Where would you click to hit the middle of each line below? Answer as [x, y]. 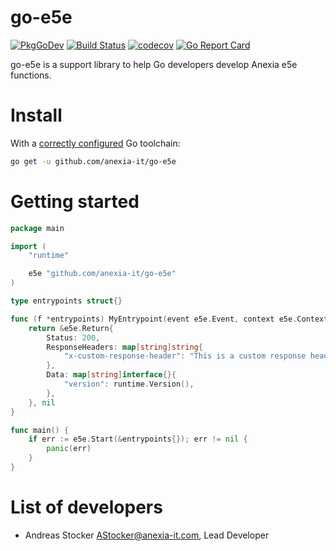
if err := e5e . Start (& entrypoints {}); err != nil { [138, 439]
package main [37, 228]
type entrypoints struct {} [66, 301]
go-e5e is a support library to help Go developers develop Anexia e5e [154, 64]
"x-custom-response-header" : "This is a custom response [185, 356]
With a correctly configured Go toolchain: [95, 143]
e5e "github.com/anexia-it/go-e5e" [102, 274]
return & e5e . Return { [71, 328]
